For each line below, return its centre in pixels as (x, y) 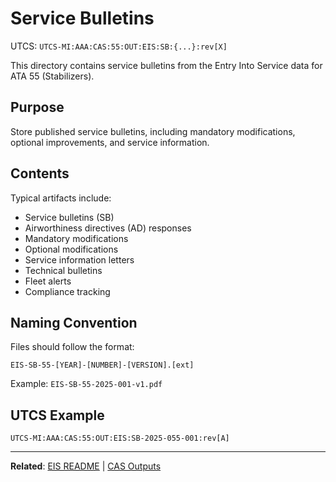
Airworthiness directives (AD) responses (108, 228)
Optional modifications (71, 249)
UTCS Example (57, 415)
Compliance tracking (67, 291)
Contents (40, 173)
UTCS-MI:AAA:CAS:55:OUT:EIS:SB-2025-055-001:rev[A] (120, 438)
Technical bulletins (63, 270)
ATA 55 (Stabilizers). (52, 76)
